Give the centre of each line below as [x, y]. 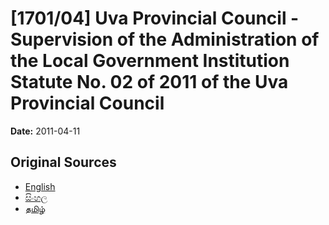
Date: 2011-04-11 [45, 131]
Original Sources [63, 162]
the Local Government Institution [150, 61]
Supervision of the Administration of [165, 39]
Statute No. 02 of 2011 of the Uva [149, 82]
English [40, 186]
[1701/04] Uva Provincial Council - [155, 18]
